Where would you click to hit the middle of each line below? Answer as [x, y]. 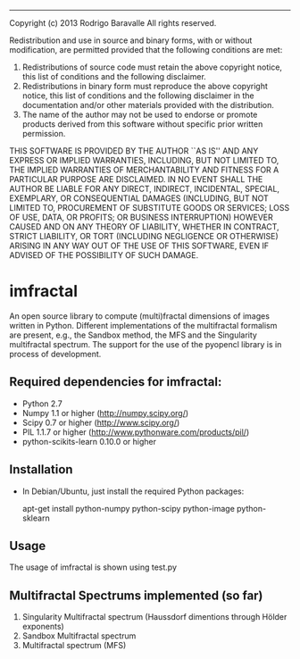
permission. [44, 133]
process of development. [55, 354]
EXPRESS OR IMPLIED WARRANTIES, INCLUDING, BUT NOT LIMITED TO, [144, 160]
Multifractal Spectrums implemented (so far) [136, 595]
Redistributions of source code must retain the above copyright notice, [152, 67]
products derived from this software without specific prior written [142, 124]
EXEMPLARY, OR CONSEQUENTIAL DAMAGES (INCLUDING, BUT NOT [139, 198]
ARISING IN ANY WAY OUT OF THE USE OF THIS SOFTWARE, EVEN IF [139, 246]
